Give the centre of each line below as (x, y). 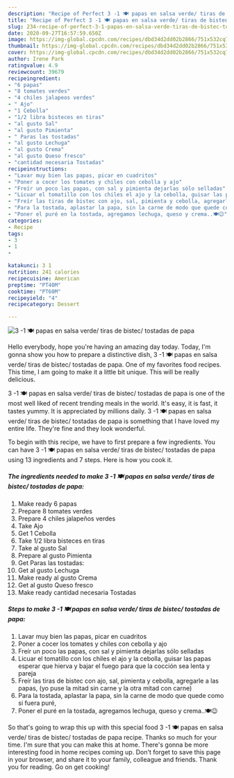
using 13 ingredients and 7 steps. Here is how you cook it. (90, 460)
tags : (16, 234)
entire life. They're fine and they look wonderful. (77, 429)
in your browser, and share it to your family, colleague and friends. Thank (112, 760)
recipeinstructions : (38, 169)
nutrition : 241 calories (44, 272)
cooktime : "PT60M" (34, 292)
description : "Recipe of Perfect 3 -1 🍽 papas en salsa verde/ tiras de (116, 14)
